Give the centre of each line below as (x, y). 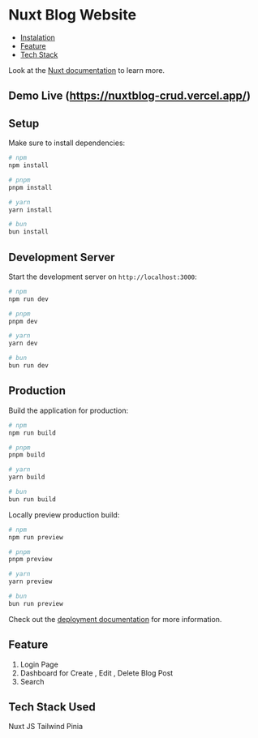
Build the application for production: (68, 410)
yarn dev (23, 343)
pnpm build (27, 455)
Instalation (37, 37)
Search (32, 681)
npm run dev (28, 299)
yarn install (30, 210)
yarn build (27, 477)
